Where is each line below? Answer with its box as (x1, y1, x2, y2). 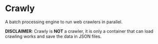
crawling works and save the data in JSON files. (5, 33, 102, 39)
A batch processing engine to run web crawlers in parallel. (5, 19, 123, 25)
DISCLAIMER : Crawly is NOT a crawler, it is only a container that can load (5, 28, 154, 34)
